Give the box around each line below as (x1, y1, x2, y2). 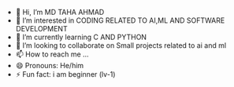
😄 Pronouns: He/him (15, 61, 84, 70)
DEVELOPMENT (15, 24, 69, 33)
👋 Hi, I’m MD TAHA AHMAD (15, 8, 105, 16)
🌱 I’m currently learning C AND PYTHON (15, 32, 147, 42)
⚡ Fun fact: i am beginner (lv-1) (15, 70, 116, 78)
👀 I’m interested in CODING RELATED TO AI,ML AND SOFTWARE (15, 16, 225, 25)
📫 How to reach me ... (15, 49, 89, 59)
